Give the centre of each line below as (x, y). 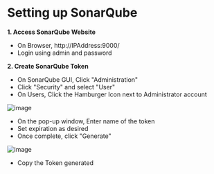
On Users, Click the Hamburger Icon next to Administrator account (112, 94)
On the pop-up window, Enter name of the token (86, 121)
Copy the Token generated (55, 163)
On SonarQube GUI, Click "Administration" (78, 79)
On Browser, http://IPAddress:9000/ (68, 45)
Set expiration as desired (53, 128)
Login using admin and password (64, 53)
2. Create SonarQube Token (48, 66)
